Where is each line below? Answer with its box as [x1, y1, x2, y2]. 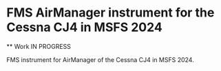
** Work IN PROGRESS [6, 42, 72, 50]
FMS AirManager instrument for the [6, 5, 215, 21]
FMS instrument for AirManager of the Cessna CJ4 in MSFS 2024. [6, 55, 194, 63]
